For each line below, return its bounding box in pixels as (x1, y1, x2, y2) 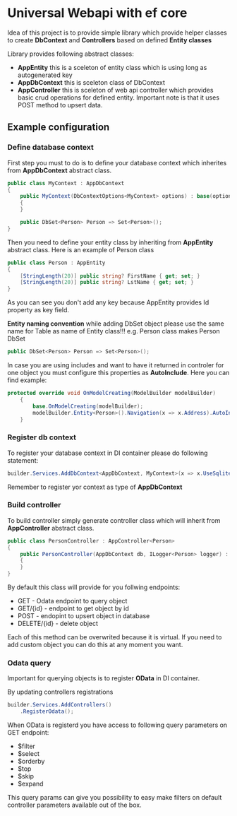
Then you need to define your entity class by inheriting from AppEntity (7, 238, 214, 247)
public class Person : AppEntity (7, 259, 106, 266)
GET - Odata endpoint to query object (17, 597, 128, 605)
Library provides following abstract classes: (7, 49, 134, 58)
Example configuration (7, 122, 110, 134)
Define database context (7, 143, 94, 153)
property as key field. (7, 306, 69, 314)
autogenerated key (17, 71, 73, 79)
